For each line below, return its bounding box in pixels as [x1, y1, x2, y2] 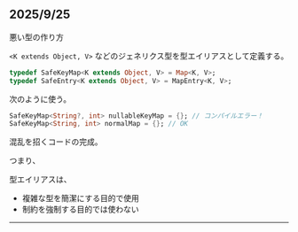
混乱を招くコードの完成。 [9, 136, 103, 147]
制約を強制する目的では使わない [21, 204, 139, 215]
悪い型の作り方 [9, 31, 64, 43]
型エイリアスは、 [9, 174, 72, 185]
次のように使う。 [9, 93, 72, 104]
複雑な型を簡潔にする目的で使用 [21, 193, 139, 204]
